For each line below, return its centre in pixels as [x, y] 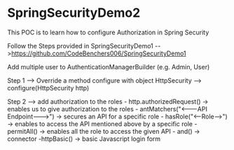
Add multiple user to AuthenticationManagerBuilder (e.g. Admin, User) [109, 67]
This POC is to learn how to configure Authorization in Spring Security [108, 32]
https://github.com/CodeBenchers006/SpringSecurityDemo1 [99, 53]
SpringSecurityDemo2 [74, 13]
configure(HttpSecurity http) [48, 88]
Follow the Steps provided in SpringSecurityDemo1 [81, 46]
